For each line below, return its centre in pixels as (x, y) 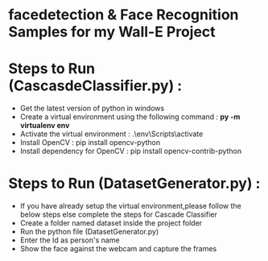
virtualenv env (45, 126)
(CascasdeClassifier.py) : (95, 86)
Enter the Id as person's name (70, 240)
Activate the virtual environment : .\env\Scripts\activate (111, 134)
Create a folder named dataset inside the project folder (111, 223)
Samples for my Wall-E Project (112, 32)
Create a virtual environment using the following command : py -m (130, 117)
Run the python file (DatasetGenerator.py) (89, 232)
